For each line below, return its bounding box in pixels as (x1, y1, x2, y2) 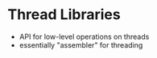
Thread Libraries (7, 6, 122, 24)
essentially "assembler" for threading (19, 40, 143, 49)
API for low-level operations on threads (19, 32, 150, 41)
